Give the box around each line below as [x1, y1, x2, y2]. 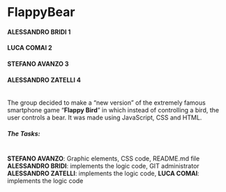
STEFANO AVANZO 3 [7, 59, 69, 68]
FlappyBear [7, 4, 75, 20]
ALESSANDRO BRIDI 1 [7, 27, 71, 36]
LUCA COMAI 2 [7, 43, 52, 52]
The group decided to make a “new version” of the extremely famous [7, 98, 206, 107]
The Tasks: [7, 129, 40, 138]
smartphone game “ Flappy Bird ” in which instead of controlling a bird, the [7, 106, 220, 115]
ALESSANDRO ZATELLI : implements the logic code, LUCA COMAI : [7, 169, 200, 178]
